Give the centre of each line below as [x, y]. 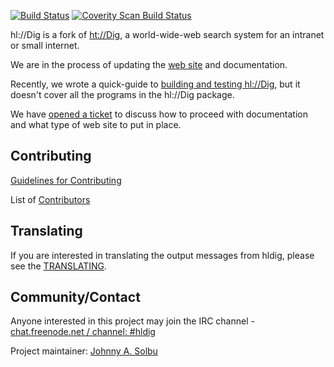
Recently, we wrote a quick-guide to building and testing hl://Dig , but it [155, 84]
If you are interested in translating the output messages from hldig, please [162, 255]
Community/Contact [75, 297]
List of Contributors [50, 199]
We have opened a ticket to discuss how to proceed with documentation [159, 114]
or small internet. [45, 45]
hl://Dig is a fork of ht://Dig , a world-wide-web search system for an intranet [167, 34]
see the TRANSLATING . [59, 266]
